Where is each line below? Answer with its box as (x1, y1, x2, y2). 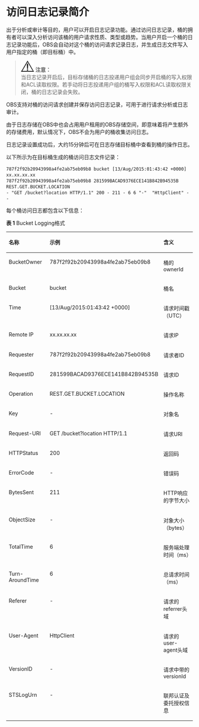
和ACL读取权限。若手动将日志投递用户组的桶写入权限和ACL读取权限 (20, 81, 187, 88)
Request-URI (8, 430, 41, 437)
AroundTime (8, 577, 40, 584)
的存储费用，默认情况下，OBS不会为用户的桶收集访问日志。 (6, 128, 152, 135)
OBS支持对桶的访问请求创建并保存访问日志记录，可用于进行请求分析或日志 (6, 101, 188, 108)
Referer (8, 597, 27, 604)
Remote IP (8, 331, 34, 338)
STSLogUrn (8, 691, 37, 699)
